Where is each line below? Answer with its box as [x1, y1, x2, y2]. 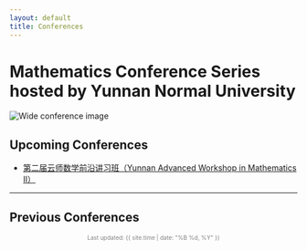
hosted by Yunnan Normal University [9, 80, 296, 101]
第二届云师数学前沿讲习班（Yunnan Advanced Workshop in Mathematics [22, 162, 297, 173]
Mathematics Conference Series [9, 61, 260, 82]
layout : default [9, 13, 71, 23]
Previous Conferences [9, 209, 140, 224]
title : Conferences [9, 22, 84, 31]
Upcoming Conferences [9, 137, 149, 152]
